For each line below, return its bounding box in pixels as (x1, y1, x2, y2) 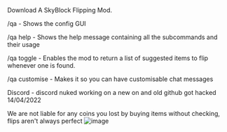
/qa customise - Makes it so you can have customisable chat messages (7, 75, 214, 83)
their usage (7, 41, 40, 48)
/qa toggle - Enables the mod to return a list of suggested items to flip (7, 54, 209, 62)
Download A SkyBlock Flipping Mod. (7, 6, 113, 14)
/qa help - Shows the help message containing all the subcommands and (7, 33, 218, 41)
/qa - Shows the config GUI (7, 20, 86, 27)
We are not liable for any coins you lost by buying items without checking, (7, 110, 221, 117)
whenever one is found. (7, 61, 76, 69)
